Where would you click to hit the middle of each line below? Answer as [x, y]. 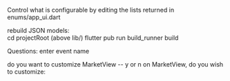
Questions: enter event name [48, 51]
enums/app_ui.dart [34, 17]
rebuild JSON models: [38, 31]
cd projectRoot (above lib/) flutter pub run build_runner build [93, 38]
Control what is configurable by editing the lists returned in [91, 10]
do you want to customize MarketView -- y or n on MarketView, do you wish [115, 64]
